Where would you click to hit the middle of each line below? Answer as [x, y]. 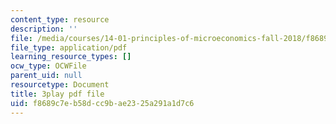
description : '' [44, 29]
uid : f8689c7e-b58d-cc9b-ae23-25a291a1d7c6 [102, 103]
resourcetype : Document [60, 85]
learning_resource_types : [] [71, 57]
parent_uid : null [46, 76]
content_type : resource [60, 19]
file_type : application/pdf [69, 47]
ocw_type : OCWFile [48, 66]
